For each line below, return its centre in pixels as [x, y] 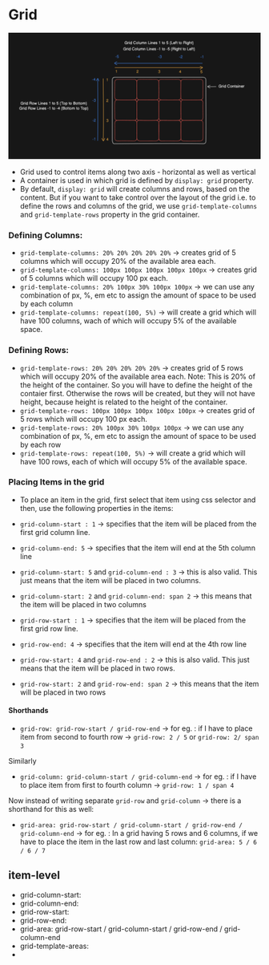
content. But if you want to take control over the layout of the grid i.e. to [138, 197]
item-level [34, 876]
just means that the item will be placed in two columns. [110, 580]
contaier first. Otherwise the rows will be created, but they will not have [137, 393]
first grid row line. [49, 628]
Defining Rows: [39, 351]
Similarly [23, 761]
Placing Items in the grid [56, 482]
